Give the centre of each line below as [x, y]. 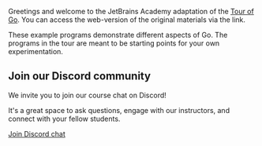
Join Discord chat [37, 133]
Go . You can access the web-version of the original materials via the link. [127, 20]
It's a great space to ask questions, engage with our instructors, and [119, 110]
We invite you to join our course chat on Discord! [88, 95]
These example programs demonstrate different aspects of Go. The [118, 35]
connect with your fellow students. [64, 119]
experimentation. [36, 51]
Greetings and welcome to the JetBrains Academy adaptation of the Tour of [131, 11]
